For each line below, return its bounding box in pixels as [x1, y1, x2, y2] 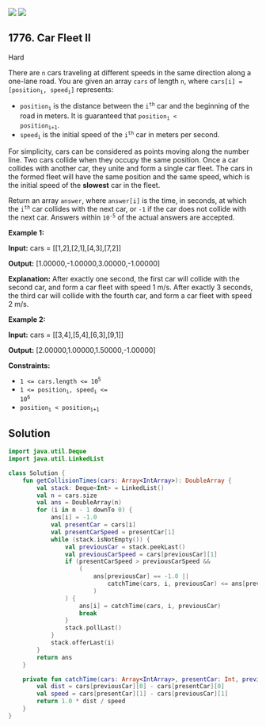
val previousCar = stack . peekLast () [64, 543, 186, 551]
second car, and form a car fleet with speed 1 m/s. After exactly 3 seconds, [8, 282, 253, 292]
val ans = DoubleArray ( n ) [36, 499, 123, 507]
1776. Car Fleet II [8, 32, 91, 45]
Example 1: [8, 228, 45, 237]
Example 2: [8, 314, 46, 324]
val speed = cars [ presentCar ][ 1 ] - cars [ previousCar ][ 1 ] [36, 690, 229, 698]
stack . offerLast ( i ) [50, 639, 115, 647]
